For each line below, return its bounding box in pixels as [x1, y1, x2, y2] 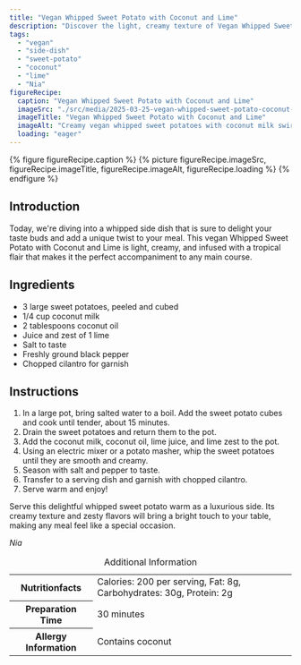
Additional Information [103, 556, 198, 568]
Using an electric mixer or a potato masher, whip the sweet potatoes [21, 446, 275, 456]
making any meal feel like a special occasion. [9, 520, 176, 531]
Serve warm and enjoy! [21, 484, 108, 495]
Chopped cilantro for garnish [21, 358, 130, 369]
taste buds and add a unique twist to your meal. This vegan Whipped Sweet [9, 232, 288, 243]
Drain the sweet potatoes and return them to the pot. [21, 427, 217, 438]
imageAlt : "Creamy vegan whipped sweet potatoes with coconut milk [17, 122, 275, 131]
